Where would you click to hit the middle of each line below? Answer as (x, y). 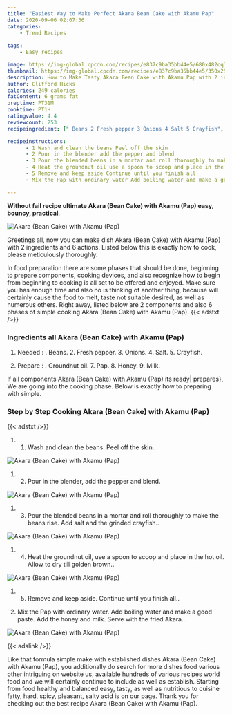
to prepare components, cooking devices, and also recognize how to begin (114, 275)
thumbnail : (23, 71)
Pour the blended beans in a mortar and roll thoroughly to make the (123, 516)
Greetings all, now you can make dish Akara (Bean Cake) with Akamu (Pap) (114, 240)
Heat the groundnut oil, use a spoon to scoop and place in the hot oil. (126, 557)
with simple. (24, 393)
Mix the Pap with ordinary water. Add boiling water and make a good (115, 612)
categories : (24, 26)
